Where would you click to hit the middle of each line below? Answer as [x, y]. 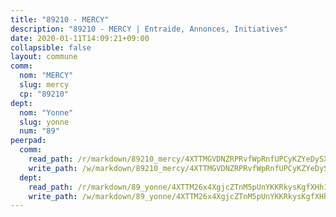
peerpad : [28, 141]
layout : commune [44, 57]
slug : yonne [44, 122]
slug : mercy [44, 85]
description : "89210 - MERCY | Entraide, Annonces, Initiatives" [149, 29]
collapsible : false [51, 47]
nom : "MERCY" [46, 76]
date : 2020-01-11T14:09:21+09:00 [80, 38]
